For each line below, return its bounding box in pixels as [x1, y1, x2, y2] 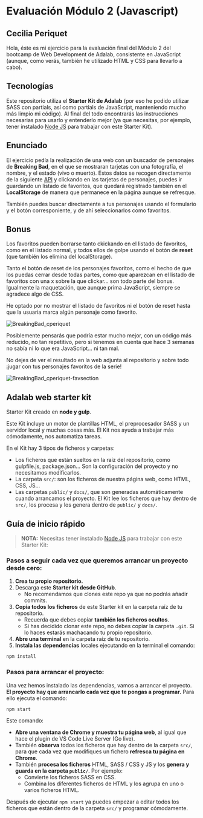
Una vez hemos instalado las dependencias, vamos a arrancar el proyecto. [6, 681, 192, 689]
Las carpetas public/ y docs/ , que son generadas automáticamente [14, 489, 184, 496]
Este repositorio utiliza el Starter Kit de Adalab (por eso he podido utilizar [6, 97, 190, 104]
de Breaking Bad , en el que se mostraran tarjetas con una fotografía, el [6, 163, 184, 170]
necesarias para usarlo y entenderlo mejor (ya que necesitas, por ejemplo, [6, 116, 192, 123]
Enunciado [6, 140, 48, 151]
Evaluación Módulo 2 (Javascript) [6, 4, 179, 18]
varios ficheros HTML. [24, 787, 80, 794]
